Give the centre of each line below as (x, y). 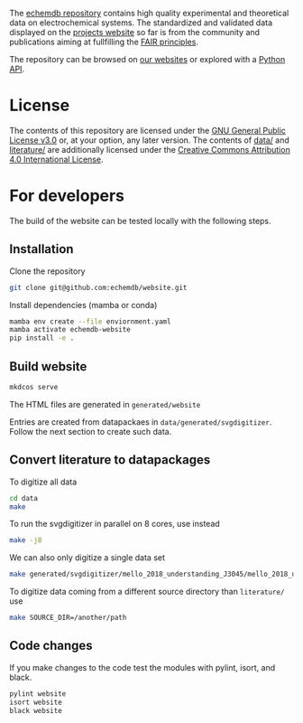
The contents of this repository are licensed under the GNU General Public (148, 130)
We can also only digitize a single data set (87, 558)
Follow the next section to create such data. (91, 431)
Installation (41, 249)
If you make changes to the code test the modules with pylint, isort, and (142, 667)
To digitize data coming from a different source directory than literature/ (147, 592)
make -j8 (26, 540)
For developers (67, 196)
